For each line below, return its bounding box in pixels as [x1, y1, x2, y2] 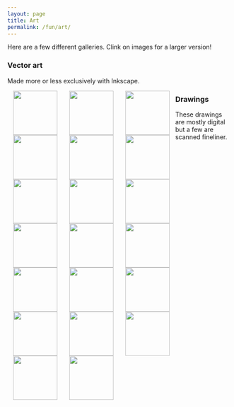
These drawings [175, 110, 223, 119]
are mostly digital [175, 117, 226, 126]
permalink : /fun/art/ [7, 23, 71, 30]
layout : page [7, 10, 46, 18]
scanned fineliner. [175, 132, 228, 141]
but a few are [175, 125, 214, 134]
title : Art [7, 17, 40, 24]
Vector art [7, 61, 43, 71]
